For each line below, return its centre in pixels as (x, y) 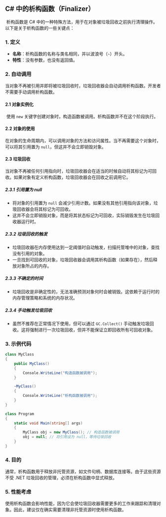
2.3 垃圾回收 (18, 159)
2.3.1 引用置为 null (24, 190)
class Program (20, 414)
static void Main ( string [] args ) (48, 423)
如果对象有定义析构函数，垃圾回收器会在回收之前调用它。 (72, 177)
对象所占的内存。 (34, 266)
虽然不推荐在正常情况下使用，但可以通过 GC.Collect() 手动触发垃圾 (81, 323)
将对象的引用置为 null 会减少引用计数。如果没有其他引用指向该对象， (83, 203)
